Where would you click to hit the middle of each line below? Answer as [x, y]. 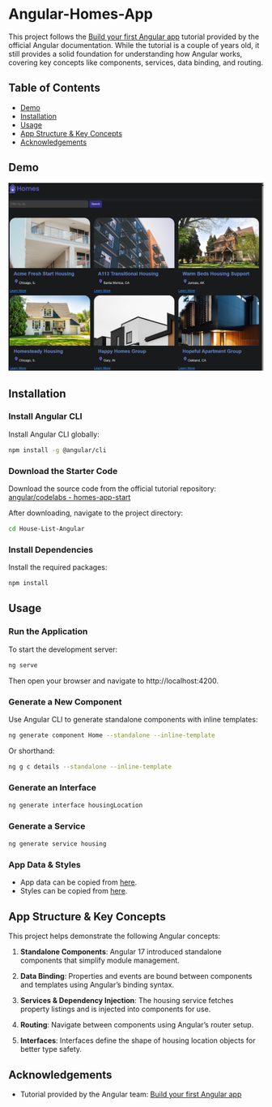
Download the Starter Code [63, 471]
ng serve [23, 665]
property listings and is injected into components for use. [115, 1009]
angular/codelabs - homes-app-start [70, 498]
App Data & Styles [45, 864]
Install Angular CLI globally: [54, 434]
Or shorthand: [32, 751]
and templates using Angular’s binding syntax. [97, 985]
